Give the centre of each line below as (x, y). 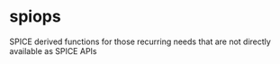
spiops (35, 17)
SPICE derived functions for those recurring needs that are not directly (140, 41)
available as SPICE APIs (53, 50)
